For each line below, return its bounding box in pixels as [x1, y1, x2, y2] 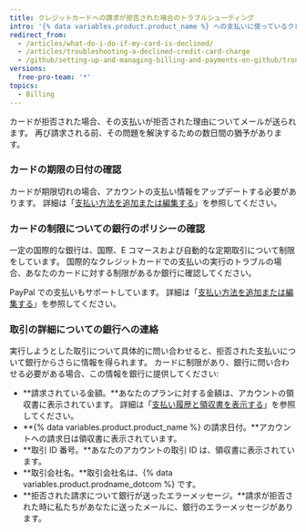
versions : [9, 65, 47, 74]
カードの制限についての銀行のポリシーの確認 [9, 222, 206, 235]
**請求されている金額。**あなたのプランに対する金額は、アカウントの [22, 388, 287, 399]
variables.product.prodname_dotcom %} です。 [22, 479, 200, 490]
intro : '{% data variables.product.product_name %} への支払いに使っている [9, 22, 289, 31]
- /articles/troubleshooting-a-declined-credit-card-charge [17, 47, 250, 56]
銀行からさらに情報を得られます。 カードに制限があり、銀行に [25, 357, 258, 368]
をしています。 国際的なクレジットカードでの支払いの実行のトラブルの [9, 256, 275, 267]
